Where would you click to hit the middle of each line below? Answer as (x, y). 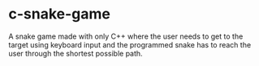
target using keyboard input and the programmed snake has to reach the (130, 44)
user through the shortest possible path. (76, 53)
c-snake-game (60, 14)
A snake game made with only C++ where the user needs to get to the (126, 36)
